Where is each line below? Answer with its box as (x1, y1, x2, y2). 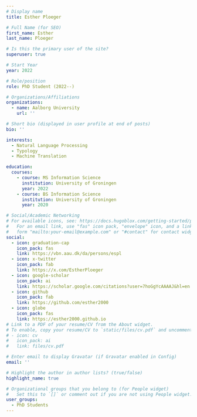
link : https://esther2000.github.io (16, 316, 107, 322)
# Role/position (6, 78, 46, 84)
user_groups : (6, 397, 38, 403)
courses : (11, 169, 33, 176)
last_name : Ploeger (6, 36, 54, 42)
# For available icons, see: (6, 218, 77, 224)
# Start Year (6, 62, 38, 68)
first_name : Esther (6, 30, 54, 36)
